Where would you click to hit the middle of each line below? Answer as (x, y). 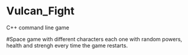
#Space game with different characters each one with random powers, (94, 39)
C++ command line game (38, 27)
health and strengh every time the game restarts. (67, 45)
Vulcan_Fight (41, 11)
